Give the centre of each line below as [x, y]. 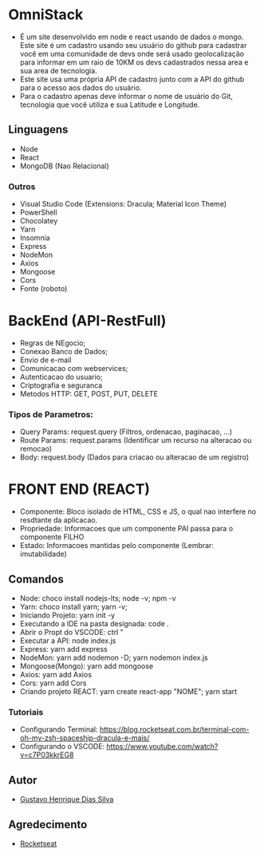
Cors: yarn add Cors [53, 683]
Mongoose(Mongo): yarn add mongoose [87, 666]
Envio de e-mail [45, 360]
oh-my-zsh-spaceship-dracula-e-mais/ [85, 738]
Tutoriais [26, 712]
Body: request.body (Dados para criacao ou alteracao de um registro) [134, 457]
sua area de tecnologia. [58, 70]
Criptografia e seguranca [61, 385]
